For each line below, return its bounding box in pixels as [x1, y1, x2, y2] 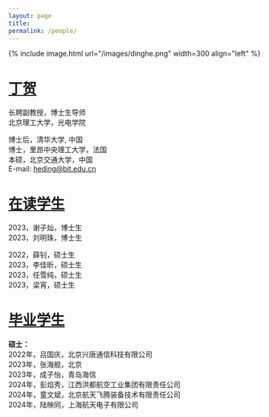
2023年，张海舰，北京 [8, 360, 83, 370]
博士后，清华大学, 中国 [8, 134, 83, 145]
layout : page [8, 11, 52, 20]
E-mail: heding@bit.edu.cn [8, 164, 96, 174]
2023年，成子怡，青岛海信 [8, 370, 96, 379]
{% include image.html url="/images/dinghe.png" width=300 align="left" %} [8, 49, 261, 59]
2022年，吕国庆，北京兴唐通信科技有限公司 [8, 349, 153, 359]
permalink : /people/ [8, 27, 78, 35]
